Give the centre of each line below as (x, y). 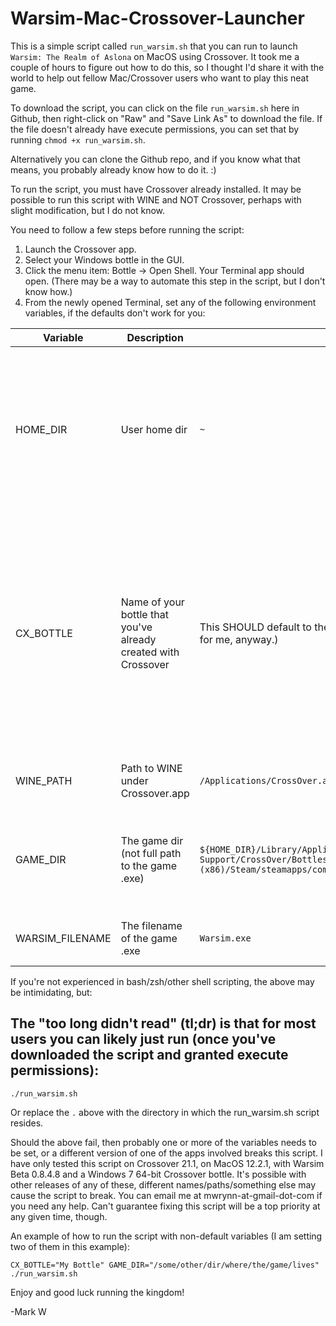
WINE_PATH (44, 780)
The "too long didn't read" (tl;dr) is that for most (163, 1023)
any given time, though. (59, 1216)
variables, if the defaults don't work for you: (115, 313)
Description (155, 337)
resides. (27, 1123)
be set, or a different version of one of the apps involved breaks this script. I (166, 1153)
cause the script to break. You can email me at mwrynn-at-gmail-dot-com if (166, 1195)
